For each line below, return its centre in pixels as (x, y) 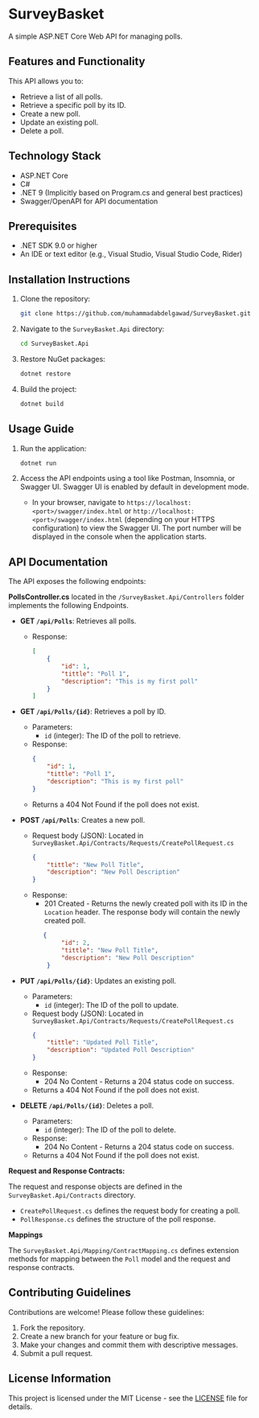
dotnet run (38, 463)
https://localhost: (159, 503)
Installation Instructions (70, 279)
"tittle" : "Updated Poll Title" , (103, 1042)
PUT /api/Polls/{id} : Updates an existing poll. (98, 980)
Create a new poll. (50, 113)
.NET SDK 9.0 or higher (59, 245)
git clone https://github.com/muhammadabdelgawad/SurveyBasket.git (135, 314)
